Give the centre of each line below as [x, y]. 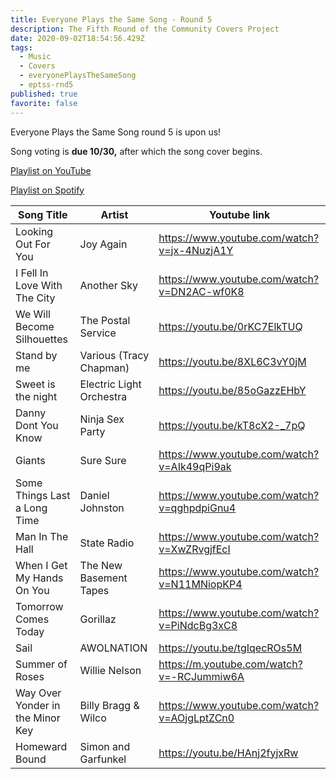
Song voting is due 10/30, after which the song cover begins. [136, 151]
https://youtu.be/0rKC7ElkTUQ [230, 326]
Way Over [38, 693]
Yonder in [38, 705]
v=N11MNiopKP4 [200, 584]
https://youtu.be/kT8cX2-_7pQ [232, 425]
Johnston [102, 508]
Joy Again [103, 244]
